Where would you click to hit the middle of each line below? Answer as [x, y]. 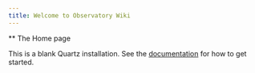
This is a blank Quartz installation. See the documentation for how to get [127, 53]
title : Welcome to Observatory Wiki [69, 15]
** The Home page [39, 38]
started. [21, 62]
